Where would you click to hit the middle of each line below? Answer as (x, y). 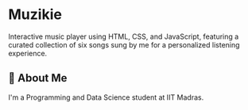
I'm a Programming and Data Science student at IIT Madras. (106, 97)
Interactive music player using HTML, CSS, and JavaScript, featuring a (124, 36)
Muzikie (35, 15)
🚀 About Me (38, 78)
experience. (28, 53)
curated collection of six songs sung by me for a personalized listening (124, 44)
